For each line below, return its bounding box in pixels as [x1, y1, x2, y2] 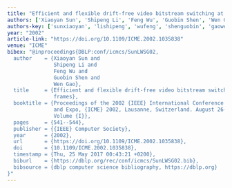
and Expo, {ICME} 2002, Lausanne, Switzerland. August [53, 106, 215, 113]
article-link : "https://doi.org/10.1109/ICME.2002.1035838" [7, 36, 184, 43]
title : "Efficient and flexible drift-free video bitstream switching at [7, 10, 224, 17]
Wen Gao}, [53, 81, 81, 87]
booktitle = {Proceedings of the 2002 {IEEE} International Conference [13, 100, 224, 107]
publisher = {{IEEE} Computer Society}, [13, 125, 131, 132]
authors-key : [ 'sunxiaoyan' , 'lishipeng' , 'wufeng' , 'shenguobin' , [7, 23, 206, 30]
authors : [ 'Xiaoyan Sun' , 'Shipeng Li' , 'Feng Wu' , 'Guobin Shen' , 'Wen [7, 17, 221, 23]
